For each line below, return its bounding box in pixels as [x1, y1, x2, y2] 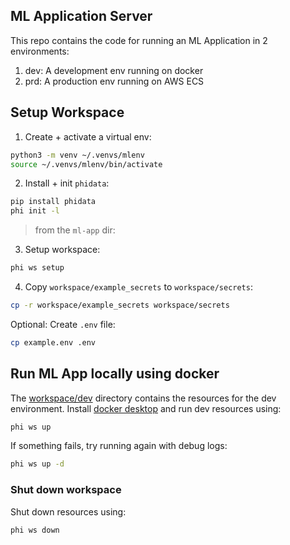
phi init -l [10, 206, 60, 216]
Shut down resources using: [10, 505, 127, 518]
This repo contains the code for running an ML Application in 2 [10, 34, 268, 46]
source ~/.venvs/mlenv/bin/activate [10, 159, 163, 169]
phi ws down [10, 525, 60, 535]
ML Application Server [10, 8, 153, 25]
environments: [10, 45, 70, 57]
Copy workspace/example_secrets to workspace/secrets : [24, 281, 253, 293]
